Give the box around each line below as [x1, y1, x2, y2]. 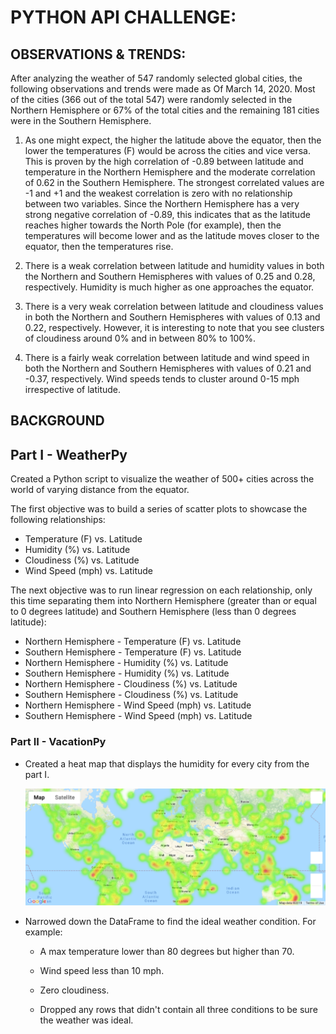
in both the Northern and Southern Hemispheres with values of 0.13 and [24, 311, 321, 323]
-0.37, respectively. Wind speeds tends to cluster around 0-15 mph [24, 373, 300, 385]
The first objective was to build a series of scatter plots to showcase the [10, 503, 308, 515]
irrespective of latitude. [24, 384, 122, 395]
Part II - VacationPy [10, 735, 107, 749]
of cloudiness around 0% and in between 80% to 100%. [24, 332, 256, 344]
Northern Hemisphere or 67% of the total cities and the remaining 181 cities [10, 104, 320, 116]
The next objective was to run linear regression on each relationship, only [10, 584, 313, 596]
